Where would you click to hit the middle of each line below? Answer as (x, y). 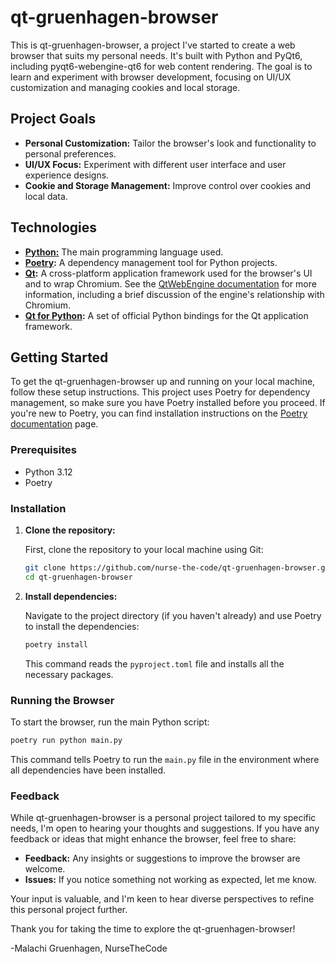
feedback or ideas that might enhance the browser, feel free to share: (153, 839)
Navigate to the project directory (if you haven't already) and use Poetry (173, 615)
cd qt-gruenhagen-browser (78, 577)
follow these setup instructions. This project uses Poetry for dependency (160, 392)
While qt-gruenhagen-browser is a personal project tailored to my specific (163, 818)
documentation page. (54, 424)
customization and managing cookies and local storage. (125, 87)
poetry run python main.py (66, 740)
